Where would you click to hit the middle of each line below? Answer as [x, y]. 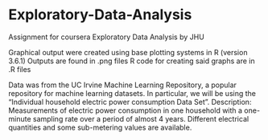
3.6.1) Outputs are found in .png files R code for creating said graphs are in [132, 61]
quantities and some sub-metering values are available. [100, 127]
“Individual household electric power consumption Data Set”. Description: [130, 102]
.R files [20, 69]
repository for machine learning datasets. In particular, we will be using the [132, 93]
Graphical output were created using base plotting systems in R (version [128, 52]
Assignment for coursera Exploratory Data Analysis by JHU [107, 37]
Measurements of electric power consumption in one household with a [126, 110]
